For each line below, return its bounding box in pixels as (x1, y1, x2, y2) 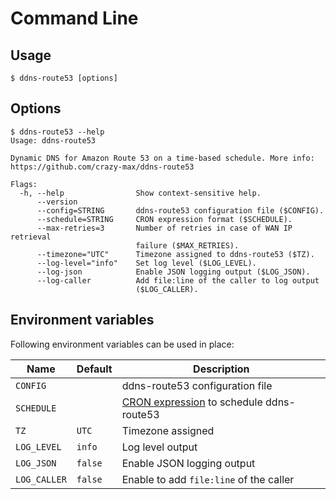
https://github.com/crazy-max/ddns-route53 (10, 162, 195, 172)
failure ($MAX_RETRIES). (135, 240, 240, 251)
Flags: (10, 179, 38, 189)
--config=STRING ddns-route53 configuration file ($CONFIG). (36, 205, 325, 216)
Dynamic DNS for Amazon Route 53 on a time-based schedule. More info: (10, 153, 315, 163)
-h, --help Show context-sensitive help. (19, 188, 262, 198)
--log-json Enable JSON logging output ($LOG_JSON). (36, 267, 311, 277)
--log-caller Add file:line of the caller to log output (36, 275, 320, 286)
